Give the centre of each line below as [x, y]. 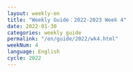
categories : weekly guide [44, 33]
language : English [33, 52]
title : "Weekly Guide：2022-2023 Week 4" [67, 20]
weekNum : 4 [23, 45]
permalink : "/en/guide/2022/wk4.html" [63, 39]
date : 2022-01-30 [32, 26]
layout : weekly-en [33, 13]
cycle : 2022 [24, 58]
